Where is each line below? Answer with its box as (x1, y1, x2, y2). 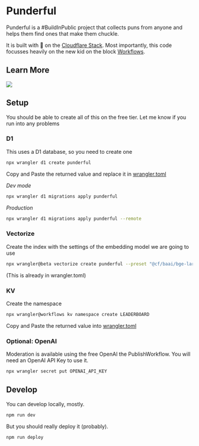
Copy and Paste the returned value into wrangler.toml (6, 322, 137, 329)
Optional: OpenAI (6, 337, 57, 345)
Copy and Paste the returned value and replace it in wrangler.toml (6, 170, 167, 178)
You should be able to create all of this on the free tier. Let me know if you (6, 113, 187, 121)
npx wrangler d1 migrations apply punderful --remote (6, 216, 142, 222)
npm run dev (6, 412, 36, 418)
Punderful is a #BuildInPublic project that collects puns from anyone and (6, 24, 182, 31)
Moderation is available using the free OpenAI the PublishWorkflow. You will (6, 350, 191, 358)
